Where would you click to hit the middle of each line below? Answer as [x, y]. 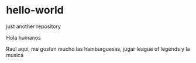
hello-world [35, 10]
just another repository [34, 26]
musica [15, 55]
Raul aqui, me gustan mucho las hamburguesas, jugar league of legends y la [98, 49]
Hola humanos [23, 37]
